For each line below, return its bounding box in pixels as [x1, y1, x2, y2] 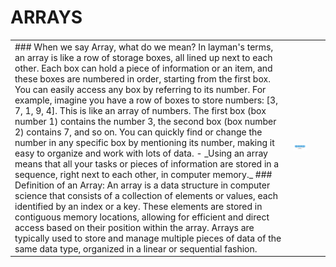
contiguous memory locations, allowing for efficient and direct [14, 211, 270, 223]
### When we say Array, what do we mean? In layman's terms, [14, 41, 274, 53]
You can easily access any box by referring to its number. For [14, 83, 267, 95]
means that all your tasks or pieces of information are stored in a [14, 157, 280, 170]
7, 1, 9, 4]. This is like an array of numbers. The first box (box [14, 104, 267, 116]
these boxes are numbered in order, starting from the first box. [14, 72, 271, 85]
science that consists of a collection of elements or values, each [14, 189, 278, 201]
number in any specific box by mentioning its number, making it [14, 136, 275, 148]
